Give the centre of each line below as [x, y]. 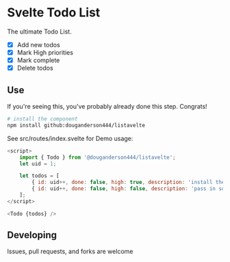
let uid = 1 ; [38, 163]
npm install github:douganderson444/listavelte [76, 125]
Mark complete [38, 60]
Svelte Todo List [54, 13]
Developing [32, 235]
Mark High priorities [45, 52]
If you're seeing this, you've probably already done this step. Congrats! [107, 106]
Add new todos [38, 44]
